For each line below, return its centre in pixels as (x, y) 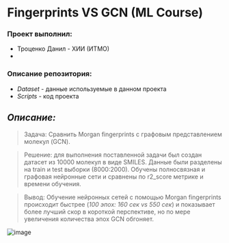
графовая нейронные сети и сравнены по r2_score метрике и (113, 177)
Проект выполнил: (40, 34)
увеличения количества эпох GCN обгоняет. (89, 219)
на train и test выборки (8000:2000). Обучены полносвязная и (114, 169)
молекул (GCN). (47, 141)
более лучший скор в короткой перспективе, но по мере (107, 212)
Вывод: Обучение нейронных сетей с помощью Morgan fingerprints (123, 197)
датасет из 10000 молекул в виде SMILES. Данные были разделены (123, 162)
